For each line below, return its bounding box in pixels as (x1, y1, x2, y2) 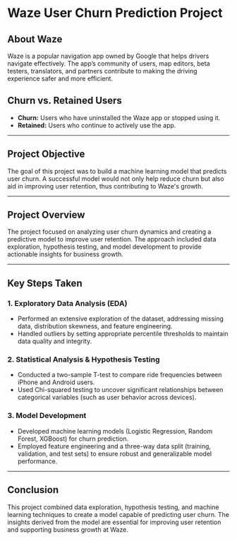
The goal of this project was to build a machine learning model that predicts (7, 167, 227, 175)
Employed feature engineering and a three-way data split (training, (17, 441, 212, 450)
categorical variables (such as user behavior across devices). (17, 393, 197, 402)
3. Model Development (7, 411, 87, 421)
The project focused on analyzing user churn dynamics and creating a (7, 227, 212, 236)
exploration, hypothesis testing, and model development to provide (7, 242, 202, 251)
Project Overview (7, 209, 85, 221)
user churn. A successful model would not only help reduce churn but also (7, 174, 224, 183)
